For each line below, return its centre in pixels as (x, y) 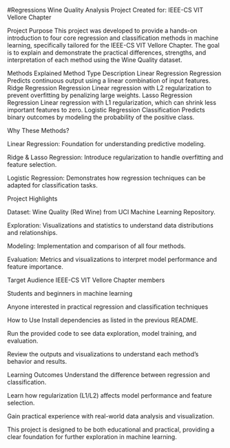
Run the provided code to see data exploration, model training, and (102, 333)
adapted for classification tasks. (52, 185)
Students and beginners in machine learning (70, 293)
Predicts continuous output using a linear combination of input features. (109, 81)
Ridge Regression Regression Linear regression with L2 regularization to (109, 88)
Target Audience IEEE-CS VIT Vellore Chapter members (86, 280)
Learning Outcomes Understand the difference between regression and (108, 375)
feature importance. (35, 267)
